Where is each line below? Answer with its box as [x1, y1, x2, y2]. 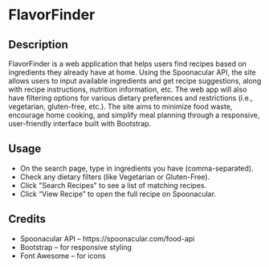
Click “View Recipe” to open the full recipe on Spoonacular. [19, 189, 217, 199]
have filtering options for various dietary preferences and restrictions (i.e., [8, 93, 253, 102]
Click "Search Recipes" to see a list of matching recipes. [19, 180, 207, 190]
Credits [8, 212, 47, 226]
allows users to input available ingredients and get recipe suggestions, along [8, 76, 262, 85]
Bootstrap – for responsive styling [19, 242, 132, 252]
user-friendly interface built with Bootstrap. [8, 119, 152, 128]
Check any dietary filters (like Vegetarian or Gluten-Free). [19, 171, 210, 182]
